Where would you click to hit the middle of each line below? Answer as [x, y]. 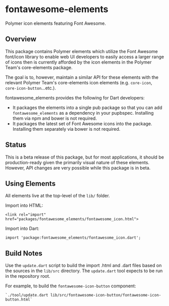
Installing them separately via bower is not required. [66, 129]
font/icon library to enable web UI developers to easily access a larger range [85, 57]
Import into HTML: [24, 206]
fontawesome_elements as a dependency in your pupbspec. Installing [83, 113]
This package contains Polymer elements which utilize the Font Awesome [81, 51]
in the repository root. [28, 276]
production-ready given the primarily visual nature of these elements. [77, 162]
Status [16, 145]
